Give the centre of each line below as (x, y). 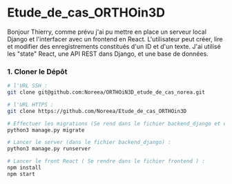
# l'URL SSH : (28, 86)
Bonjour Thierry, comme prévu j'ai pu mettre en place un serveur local (107, 32)
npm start (21, 174)
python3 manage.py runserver (49, 149)
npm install (24, 168)
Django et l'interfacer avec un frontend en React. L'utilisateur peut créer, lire (115, 39)
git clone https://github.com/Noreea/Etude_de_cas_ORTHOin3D (97, 111)
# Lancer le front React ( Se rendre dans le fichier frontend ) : (106, 161)
